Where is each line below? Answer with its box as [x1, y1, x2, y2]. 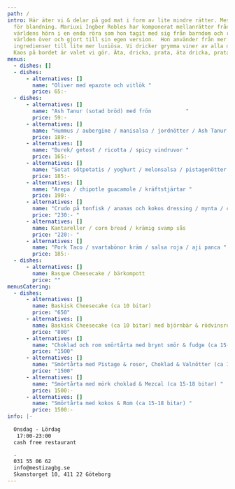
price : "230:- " [32, 212, 80, 219]
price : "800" [32, 328, 71, 335]
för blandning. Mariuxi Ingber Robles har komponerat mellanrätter [13, 23, 215, 30]
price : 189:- [32, 133, 71, 140]
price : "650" [32, 309, 71, 316]
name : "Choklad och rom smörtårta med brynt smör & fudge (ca [32, 342, 218, 349]
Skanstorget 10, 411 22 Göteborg [13, 471, 111, 479]
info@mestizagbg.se [13, 465, 71, 472]
